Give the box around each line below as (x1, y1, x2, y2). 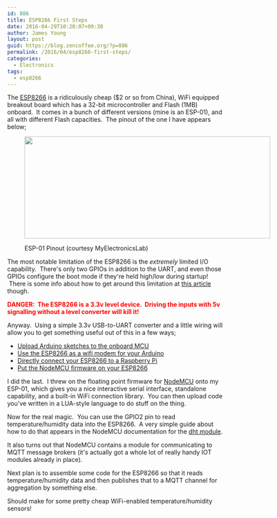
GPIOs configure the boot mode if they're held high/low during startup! (7, 272, 209, 281)
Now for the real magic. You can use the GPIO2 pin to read (7, 413, 175, 421)
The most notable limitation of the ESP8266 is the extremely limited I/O (7, 257, 209, 266)
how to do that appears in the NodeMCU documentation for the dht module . (7, 427, 223, 436)
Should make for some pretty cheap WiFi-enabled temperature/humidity (7, 497, 213, 506)
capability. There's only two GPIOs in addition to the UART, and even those (7, 265, 222, 273)
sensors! (7, 504, 32, 512)
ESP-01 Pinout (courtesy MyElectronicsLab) (24, 244, 149, 252)
